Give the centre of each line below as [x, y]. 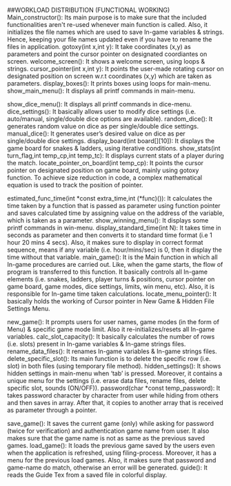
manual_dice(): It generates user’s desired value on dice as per [97, 133]
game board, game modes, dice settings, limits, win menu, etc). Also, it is [111, 287]
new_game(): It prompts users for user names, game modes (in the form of [113, 322]
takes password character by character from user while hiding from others [113, 395]
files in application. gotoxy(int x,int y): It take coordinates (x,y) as [99, 47]
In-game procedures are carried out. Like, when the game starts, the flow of [115, 264]
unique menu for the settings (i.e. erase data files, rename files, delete [107, 381]
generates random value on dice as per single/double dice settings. [103, 126]
